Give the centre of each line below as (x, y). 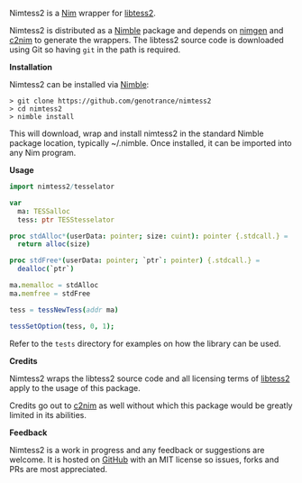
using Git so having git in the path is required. (95, 50)
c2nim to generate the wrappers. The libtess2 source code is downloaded (146, 40)
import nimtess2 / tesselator (62, 187)
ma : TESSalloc (44, 211)
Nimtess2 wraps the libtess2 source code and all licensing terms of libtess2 (150, 378)
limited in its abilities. (48, 415)
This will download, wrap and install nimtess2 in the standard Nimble (137, 133)
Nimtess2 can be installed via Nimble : (79, 84)
